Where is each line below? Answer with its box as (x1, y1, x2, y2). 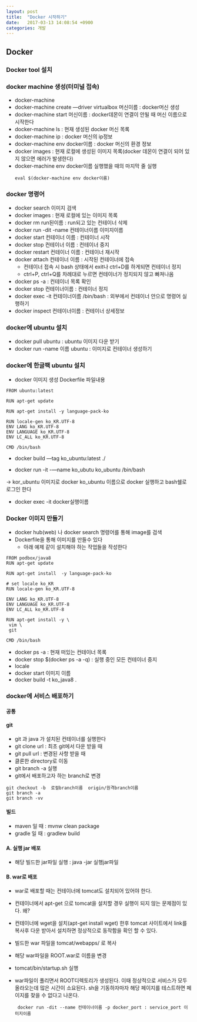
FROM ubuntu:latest (6, 388, 54, 394)
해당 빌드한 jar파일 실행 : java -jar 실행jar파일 (14, 858, 119, 865)
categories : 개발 (6, 25, 46, 31)
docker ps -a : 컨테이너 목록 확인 (14, 278, 91, 285)
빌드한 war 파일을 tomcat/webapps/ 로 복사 (14, 940, 117, 947)
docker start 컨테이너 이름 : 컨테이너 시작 (14, 234, 110, 241)
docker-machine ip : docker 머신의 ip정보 (14, 133, 113, 140)
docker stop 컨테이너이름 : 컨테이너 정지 (14, 285, 108, 292)
